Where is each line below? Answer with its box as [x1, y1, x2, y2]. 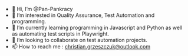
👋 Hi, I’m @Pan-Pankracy [11, 6, 73, 12]
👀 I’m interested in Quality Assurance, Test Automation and [11, 12, 155, 19]
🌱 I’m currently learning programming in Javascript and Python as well [11, 24, 183, 31]
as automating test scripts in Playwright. [11, 30, 110, 37]
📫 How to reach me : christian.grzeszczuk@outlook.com [11, 43, 151, 50]
